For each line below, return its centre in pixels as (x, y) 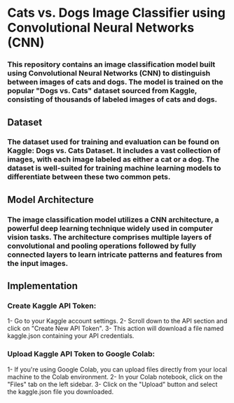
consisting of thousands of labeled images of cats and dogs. (112, 99)
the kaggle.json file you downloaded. (61, 391)
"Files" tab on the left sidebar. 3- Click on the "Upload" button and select (112, 384)
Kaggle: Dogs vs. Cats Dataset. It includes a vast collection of (114, 150)
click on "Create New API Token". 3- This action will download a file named (116, 328)
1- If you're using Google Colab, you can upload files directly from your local (117, 369)
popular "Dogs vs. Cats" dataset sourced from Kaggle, (102, 91)
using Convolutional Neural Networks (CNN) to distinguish (109, 73)
